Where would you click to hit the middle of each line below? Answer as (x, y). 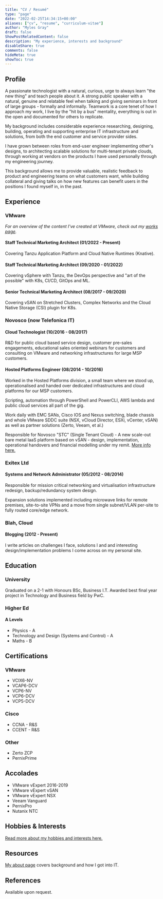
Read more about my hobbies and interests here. (54, 838)
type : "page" (18, 14)
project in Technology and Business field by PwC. (55, 595)
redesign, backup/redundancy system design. (51, 490)
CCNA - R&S (25, 725)
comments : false (21, 50)
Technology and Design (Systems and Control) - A (63, 635)
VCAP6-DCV (25, 686)
